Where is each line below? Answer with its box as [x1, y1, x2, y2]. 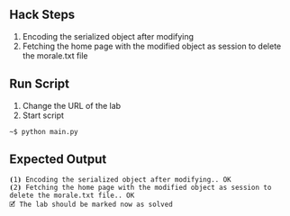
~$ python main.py [9, 127, 78, 136]
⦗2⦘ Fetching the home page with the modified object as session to [9, 184, 272, 193]
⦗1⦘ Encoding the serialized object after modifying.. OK [9, 175, 231, 184]
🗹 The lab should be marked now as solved [9, 200, 173, 210]
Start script [22, 110, 65, 121]
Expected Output [9, 152, 107, 167]
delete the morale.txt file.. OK [9, 191, 135, 201]
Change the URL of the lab [22, 100, 122, 111]
